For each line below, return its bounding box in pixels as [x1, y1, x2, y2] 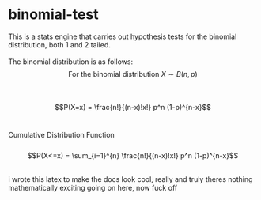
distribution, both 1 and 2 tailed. [8, 40, 111, 49]
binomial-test [8, 6, 99, 24]
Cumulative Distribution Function [8, 130, 115, 139]
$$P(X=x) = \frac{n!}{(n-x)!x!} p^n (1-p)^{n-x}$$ [55, 102, 211, 111]
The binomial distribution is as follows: [8, 57, 133, 66]
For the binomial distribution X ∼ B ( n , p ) [68, 69, 198, 78]
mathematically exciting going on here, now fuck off [8, 183, 178, 192]
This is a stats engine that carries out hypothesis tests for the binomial [8, 32, 237, 41]
